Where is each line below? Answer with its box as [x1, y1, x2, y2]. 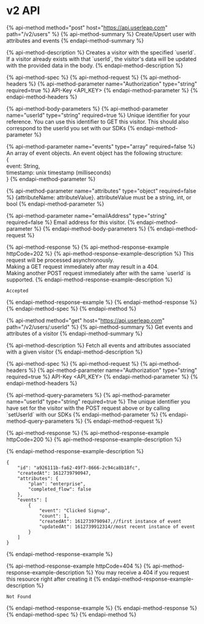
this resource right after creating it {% [6, 575, 102, 582]
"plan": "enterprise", [28, 481, 86, 487]
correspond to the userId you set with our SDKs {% [6, 124, 136, 132]
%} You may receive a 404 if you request [86, 568, 189, 576]
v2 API [6, 4, 40, 18]
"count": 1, [38, 513, 70, 519]
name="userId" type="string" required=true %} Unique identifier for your [6, 111, 191, 119]
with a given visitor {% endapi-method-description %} [6, 348, 143, 355]
